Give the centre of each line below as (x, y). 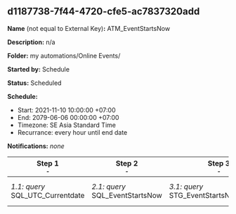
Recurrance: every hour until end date (72, 132)
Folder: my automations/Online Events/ (64, 55)
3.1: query (186, 187)
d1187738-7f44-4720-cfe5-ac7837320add (104, 12)
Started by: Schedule (39, 69)
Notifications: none (36, 146)
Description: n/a (31, 42)
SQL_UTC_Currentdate (48, 195)
